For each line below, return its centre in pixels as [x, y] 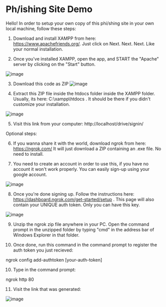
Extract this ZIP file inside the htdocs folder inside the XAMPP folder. [84, 93]
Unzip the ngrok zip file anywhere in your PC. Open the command [81, 224]
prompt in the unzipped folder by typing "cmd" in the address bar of [84, 229]
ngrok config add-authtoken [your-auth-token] [54, 260]
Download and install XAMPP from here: [55, 38]
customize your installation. [41, 104]
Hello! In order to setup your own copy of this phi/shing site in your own [80, 23]
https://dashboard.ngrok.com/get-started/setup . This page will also [84, 199]
